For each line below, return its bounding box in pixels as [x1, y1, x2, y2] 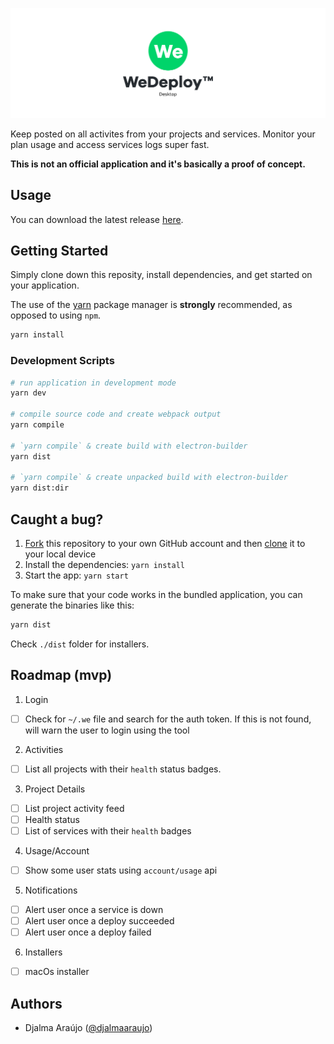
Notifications [24, 884, 78, 896]
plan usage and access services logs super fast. [10, 138, 210, 150]
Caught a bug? [10, 511, 104, 528]
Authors [10, 995, 63, 1012]
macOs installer [24, 966, 90, 978]
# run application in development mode [10, 378, 177, 388]
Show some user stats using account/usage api [24, 864, 218, 876]
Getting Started [10, 242, 109, 259]
